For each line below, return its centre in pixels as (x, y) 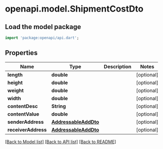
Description (118, 66)
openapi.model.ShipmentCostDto (74, 9)
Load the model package (43, 27)
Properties (21, 53)
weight (16, 90)
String (59, 106)
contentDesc (23, 106)
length (15, 74)
